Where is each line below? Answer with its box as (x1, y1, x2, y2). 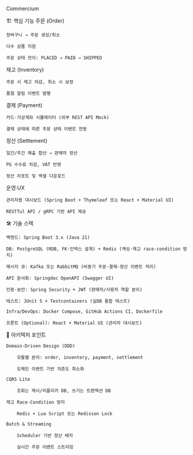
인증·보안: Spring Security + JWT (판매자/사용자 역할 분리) (6, 287, 143, 293)
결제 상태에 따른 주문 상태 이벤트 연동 (6, 126, 87, 132)
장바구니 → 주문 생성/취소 (6, 32, 60, 38)
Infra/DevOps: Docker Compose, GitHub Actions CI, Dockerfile (6, 309, 163, 315)
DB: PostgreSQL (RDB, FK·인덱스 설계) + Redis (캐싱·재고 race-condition (6, 246, 181, 252)
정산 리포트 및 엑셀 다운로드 (6, 173, 66, 179)
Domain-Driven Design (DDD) (6, 343, 76, 349)
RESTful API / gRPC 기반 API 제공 (6, 209, 86, 214)
